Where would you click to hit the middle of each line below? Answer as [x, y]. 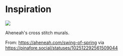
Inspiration [28, 9]
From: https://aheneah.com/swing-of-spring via [55, 42]
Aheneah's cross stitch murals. [37, 33]
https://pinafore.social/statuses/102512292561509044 [62, 48]
